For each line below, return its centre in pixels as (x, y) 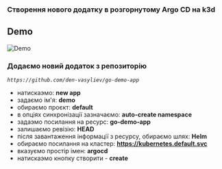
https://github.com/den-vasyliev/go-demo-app (73, 80)
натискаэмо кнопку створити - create (73, 158)
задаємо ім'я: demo (46, 100)
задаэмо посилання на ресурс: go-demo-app (84, 122)
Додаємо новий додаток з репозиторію (77, 66)
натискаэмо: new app (49, 93)
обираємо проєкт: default (55, 107)
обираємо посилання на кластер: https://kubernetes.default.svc (112, 144)
